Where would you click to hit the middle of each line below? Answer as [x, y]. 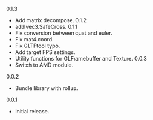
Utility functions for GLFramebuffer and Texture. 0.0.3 [81, 58]
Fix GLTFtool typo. [37, 46]
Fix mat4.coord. [34, 39]
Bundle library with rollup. [47, 88]
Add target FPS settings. [45, 52]
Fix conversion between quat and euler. [63, 33]
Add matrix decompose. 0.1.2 [51, 20]
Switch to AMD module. [44, 65]
